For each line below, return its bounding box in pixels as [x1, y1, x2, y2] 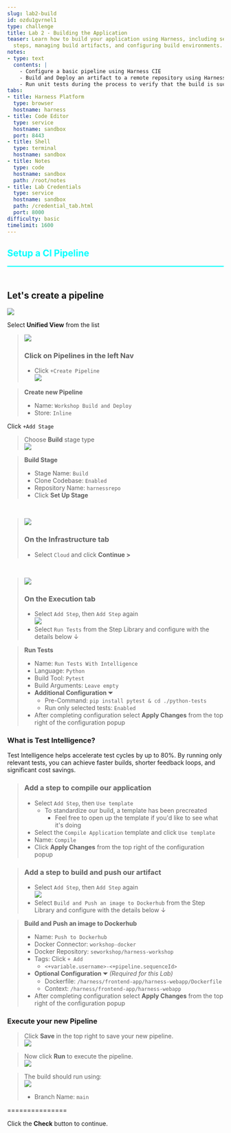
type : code [13, 164, 45, 171]
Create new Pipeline [23, 388, 83, 397]
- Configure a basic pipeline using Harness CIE [19, 68, 162, 75]
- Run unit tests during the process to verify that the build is [19, 81, 214, 88]
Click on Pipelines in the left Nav [23, 351, 134, 361]
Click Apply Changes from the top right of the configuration [34, 843, 205, 851]
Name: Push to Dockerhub [34, 932, 108, 940]
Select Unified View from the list [7, 321, 100, 329]
